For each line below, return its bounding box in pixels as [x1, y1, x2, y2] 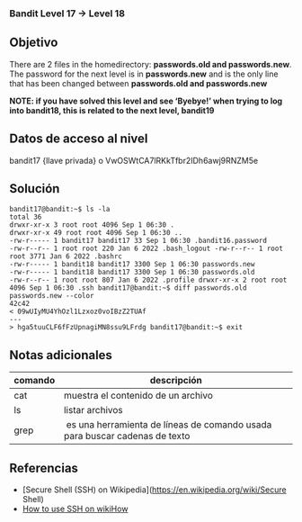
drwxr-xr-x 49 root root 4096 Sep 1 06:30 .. [9, 229, 182, 238]
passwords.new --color [9, 292, 94, 301]
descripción [149, 374, 202, 387]
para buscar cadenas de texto [63, 430, 191, 443]
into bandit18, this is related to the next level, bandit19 [9, 104, 215, 115]
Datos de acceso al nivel [9, 131, 148, 147]
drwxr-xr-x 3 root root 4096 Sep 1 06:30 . [9, 220, 175, 229]
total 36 [9, 212, 42, 222]
